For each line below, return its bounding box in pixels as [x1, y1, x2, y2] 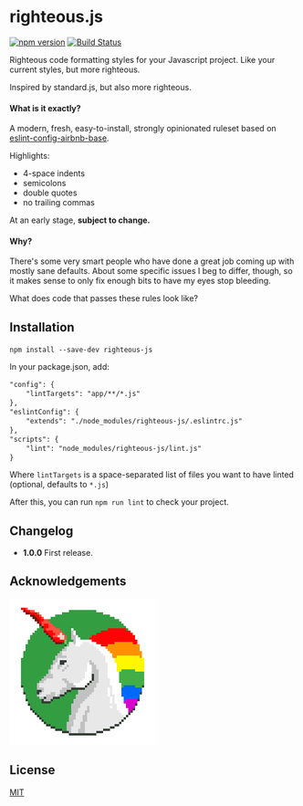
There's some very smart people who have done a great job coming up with [9, 256, 295, 267]
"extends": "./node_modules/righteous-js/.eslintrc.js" [26, 417, 244, 426]
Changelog [9, 523, 74, 539]
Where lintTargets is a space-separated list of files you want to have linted [9, 469, 295, 480]
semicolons [22, 178, 67, 189]
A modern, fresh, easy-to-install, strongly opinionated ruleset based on [9, 123, 277, 134]
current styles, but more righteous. [9, 64, 141, 75]
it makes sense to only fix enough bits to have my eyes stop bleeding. [9, 276, 271, 287]
